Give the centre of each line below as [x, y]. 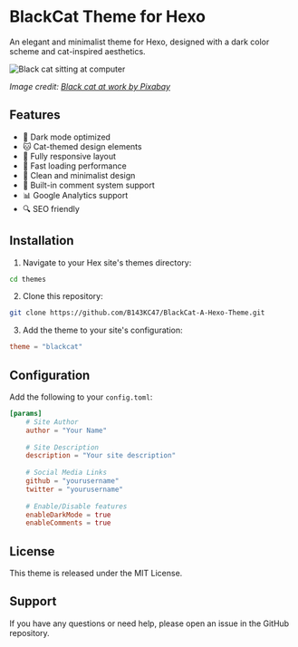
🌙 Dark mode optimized [67, 137]
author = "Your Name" [66, 430]
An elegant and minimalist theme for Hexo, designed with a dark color [139, 42]
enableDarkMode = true [68, 515]
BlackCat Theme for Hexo [108, 17]
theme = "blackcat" [46, 347]
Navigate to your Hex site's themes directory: [107, 262]
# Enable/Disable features [77, 506]
